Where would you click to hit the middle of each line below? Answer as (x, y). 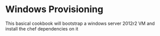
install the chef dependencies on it (42, 28)
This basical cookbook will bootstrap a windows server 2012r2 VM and (80, 23)
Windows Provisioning (54, 9)
